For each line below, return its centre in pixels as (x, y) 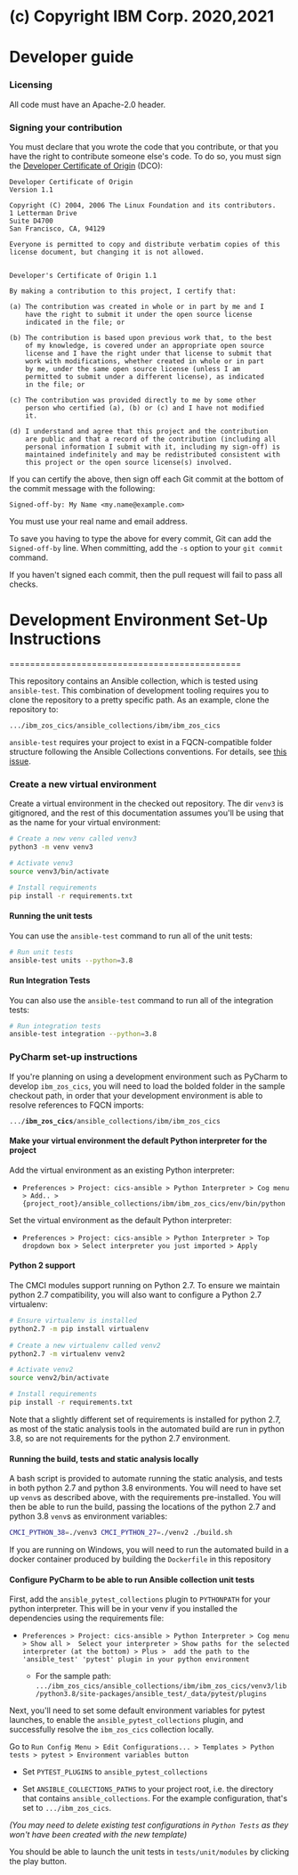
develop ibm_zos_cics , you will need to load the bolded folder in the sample (147, 1086)
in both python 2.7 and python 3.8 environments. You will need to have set (145, 1488)
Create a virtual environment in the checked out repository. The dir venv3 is (146, 804)
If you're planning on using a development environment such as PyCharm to (149, 1076)
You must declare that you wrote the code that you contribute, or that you (144, 146)
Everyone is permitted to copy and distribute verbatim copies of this (145, 244)
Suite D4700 (31, 221)
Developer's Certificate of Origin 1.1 (83, 275)
